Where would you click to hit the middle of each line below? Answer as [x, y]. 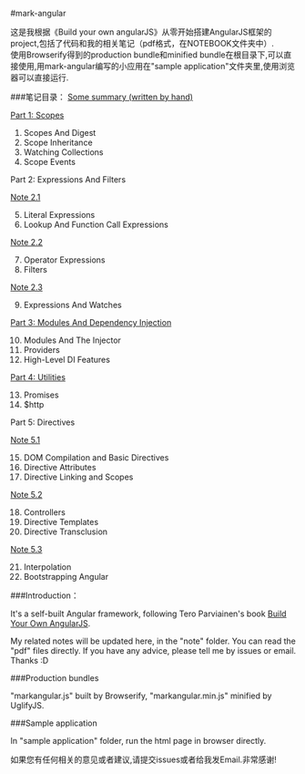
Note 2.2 [27, 242]
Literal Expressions [59, 215]
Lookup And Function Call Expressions [96, 224]
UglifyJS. [27, 705]
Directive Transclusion [66, 531]
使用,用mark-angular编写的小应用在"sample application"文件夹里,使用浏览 [156, 66]
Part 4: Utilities [38, 377]
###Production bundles [55, 678]
